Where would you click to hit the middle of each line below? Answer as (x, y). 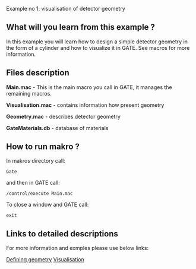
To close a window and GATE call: (48, 205)
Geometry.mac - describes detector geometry (63, 116)
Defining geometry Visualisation (45, 259)
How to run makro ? (43, 147)
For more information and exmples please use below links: (78, 248)
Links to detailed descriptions (62, 234)
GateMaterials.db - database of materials (57, 128)
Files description (38, 73)
